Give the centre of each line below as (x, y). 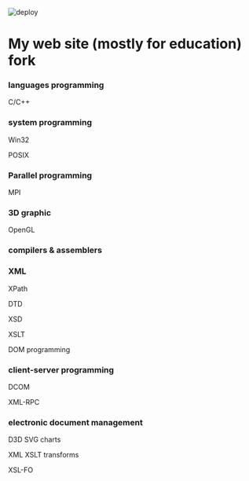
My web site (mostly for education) (125, 44)
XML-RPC (24, 402)
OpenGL (22, 230)
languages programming (56, 85)
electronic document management (75, 422)
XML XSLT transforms (44, 455)
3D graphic (30, 213)
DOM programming (39, 349)
